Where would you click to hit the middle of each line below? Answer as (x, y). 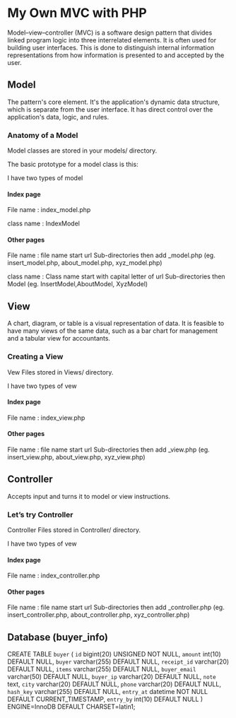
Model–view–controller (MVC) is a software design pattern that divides (110, 33)
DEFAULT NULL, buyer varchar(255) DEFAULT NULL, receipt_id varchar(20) (118, 661)
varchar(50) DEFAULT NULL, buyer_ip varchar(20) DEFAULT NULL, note (112, 677)
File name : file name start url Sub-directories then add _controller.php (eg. (116, 607)
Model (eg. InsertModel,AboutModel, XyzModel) (78, 284)
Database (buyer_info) (58, 637)
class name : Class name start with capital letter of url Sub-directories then (116, 276)
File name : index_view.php (46, 418)
